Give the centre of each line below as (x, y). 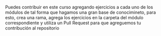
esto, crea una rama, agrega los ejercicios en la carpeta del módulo (74, 18)
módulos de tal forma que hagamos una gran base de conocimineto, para (80, 12)
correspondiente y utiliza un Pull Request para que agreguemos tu (73, 23)
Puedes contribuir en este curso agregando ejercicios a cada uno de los (79, 7)
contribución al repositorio (32, 28)
